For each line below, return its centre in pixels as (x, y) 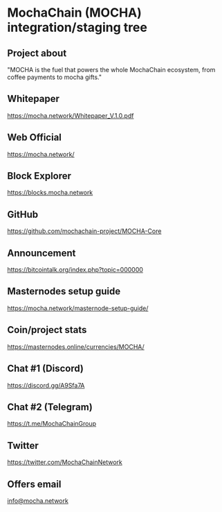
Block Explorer (39, 176)
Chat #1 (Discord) (46, 369)
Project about (37, 53)
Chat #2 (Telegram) (50, 407)
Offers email (34, 484)
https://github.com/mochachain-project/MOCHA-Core (84, 231)
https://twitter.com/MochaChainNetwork (65, 462)
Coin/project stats (47, 330)
